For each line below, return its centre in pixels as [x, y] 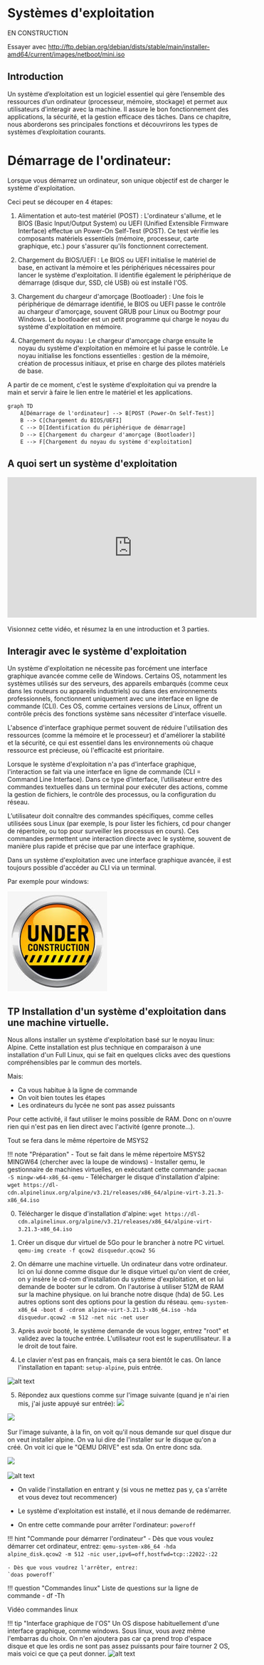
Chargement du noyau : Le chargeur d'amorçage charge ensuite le [115, 340]
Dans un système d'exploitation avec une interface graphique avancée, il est [119, 860]
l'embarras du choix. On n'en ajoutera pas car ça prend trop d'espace [110, 1639]
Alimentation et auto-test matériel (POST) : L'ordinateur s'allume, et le [120, 215]
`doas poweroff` [31, 1575]
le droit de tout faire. [47, 1346]
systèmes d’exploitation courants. [57, 132]
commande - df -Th [36, 1596]
